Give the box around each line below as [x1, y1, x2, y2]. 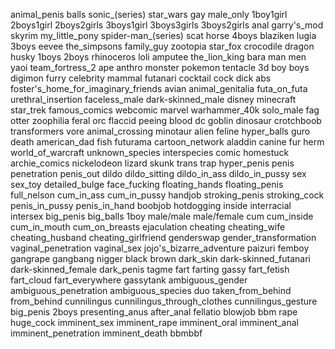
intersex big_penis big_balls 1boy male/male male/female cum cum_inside [10, 210, 314, 222]
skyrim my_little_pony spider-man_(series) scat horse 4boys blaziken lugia [10, 30, 317, 41]
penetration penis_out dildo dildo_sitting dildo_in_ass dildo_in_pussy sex [10, 168, 307, 179]
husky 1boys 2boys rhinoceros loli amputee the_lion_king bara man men [10, 51, 307, 63]
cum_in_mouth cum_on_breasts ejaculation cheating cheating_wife [10, 221, 286, 233]
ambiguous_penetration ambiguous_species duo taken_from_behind [10, 285, 292, 296]
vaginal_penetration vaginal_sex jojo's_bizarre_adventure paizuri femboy [10, 242, 310, 254]
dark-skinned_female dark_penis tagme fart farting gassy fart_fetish [10, 264, 290, 275]
